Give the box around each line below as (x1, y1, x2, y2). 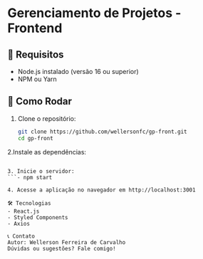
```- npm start (7, 174, 53, 181)
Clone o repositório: (17, 114, 76, 122)
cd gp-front (17, 134, 53, 142)
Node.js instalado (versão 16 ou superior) (17, 68, 139, 75)
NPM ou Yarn (17, 75, 57, 83)
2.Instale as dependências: (7, 147, 87, 156)
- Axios (7, 220, 31, 227)
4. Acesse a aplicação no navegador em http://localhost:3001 (7, 186, 196, 194)
